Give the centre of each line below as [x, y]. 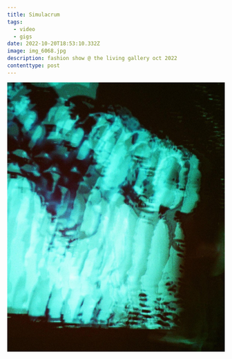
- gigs [23, 37]
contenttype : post [33, 66]
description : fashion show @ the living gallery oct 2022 [92, 59]
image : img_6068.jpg [37, 51]
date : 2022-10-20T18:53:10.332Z [54, 44]
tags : [15, 22]
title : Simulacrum [33, 14]
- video [25, 29]
